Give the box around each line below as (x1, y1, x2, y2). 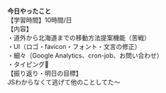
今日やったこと (7, 7, 51, 15)
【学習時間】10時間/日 (7, 16, 72, 24)
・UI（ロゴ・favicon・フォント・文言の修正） (7, 43, 141, 50)
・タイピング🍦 (7, 60, 50, 68)
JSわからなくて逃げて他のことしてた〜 (7, 78, 121, 86)
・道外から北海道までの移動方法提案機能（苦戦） (7, 33, 150, 42)
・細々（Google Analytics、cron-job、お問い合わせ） (7, 51, 163, 60)
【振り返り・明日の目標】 (7, 69, 82, 77)
